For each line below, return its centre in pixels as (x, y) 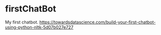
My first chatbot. (22, 22)
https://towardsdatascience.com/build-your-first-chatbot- (98, 22)
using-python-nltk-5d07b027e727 (39, 27)
